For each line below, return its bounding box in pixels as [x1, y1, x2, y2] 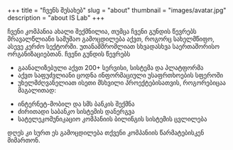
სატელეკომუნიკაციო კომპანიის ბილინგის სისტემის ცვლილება [17, 115, 207, 123]
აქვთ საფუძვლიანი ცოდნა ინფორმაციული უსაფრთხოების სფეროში [17, 71, 224, 79]
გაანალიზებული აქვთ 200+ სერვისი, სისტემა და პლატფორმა [17, 64, 204, 71]
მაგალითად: [17, 86, 57, 94]
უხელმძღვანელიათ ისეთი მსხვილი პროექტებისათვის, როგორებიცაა [17, 79, 226, 87]
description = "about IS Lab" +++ [7, 13, 105, 22]
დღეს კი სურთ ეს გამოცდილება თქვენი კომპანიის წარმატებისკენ [7, 129, 205, 137]
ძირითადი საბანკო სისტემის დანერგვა [17, 108, 135, 115]
